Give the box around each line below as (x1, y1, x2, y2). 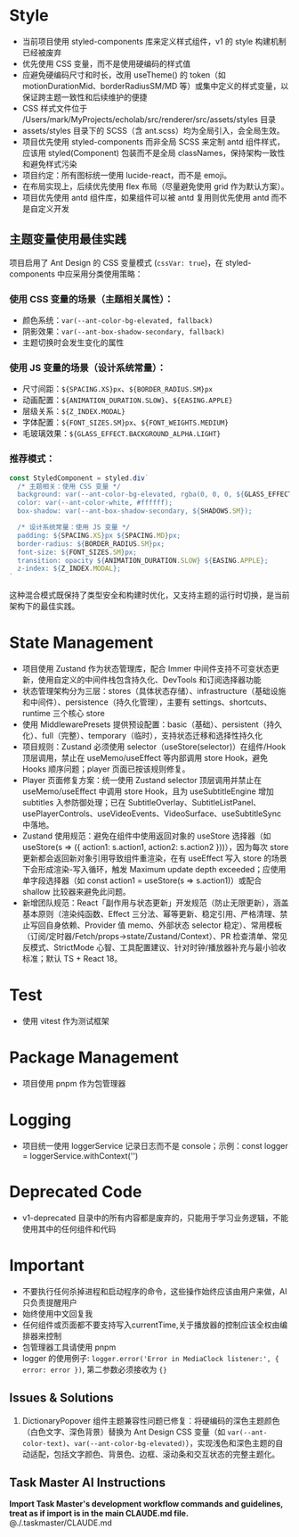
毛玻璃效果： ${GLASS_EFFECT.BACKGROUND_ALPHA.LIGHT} (21, 428, 221, 439)
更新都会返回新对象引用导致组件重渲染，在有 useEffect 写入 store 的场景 (21, 853, 287, 864)
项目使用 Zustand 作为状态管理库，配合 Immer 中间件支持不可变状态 (21, 664, 272, 674)
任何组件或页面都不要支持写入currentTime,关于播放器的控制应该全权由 (21, 1319, 280, 1330)
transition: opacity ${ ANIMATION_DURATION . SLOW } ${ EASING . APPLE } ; (17, 556, 269, 565)
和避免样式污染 (21, 158, 77, 169)
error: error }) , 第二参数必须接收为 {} (21, 1364, 167, 1375)
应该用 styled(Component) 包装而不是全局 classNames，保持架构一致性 (21, 147, 286, 158)
